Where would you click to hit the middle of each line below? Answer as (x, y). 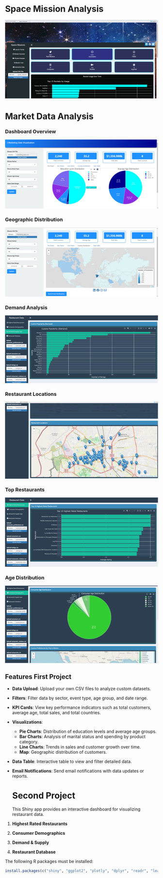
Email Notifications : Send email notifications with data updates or (78, 771)
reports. (20, 776)
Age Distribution (25, 577)
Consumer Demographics (39, 833)
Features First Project (38, 677)
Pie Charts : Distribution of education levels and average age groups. (88, 731)
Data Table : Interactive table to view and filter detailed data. (72, 761)
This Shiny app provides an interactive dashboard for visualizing (76, 809)
